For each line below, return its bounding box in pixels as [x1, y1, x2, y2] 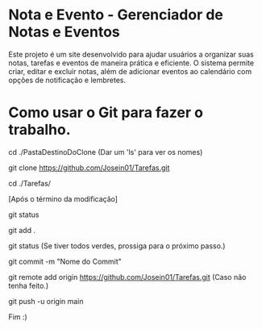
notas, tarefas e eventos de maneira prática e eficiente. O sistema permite [8, 58, 255, 68]
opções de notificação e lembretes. [8, 75, 127, 85]
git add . [8, 225, 36, 235]
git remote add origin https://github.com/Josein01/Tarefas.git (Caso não [8, 272, 247, 281]
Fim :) [8, 312, 27, 322]
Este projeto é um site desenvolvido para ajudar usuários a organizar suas [8, 49, 254, 59]
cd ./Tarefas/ [8, 178, 51, 188]
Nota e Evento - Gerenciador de [8, 6, 224, 24]
